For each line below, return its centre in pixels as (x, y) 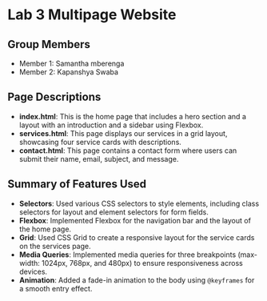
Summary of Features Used (77, 185)
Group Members (49, 44)
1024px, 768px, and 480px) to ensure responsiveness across (142, 263)
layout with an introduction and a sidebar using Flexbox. (111, 125)
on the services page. (55, 246)
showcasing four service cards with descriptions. (100, 142)
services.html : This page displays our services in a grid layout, (123, 133)
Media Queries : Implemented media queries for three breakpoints (128, 255)
